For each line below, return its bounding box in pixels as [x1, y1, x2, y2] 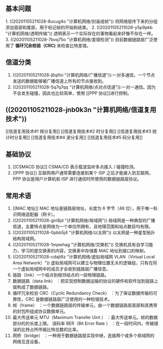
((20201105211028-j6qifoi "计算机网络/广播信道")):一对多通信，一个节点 [12, 72, 155, 78]
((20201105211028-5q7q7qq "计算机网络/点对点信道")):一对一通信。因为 [12, 84, 156, 90]
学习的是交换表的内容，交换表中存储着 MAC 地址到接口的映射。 [21, 248, 148, 254]
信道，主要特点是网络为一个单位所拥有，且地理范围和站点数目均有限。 [12, 223, 153, 229]
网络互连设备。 [12, 339, 43, 345]
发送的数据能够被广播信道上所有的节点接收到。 [12, 78, 106, 84]
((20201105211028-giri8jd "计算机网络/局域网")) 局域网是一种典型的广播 [12, 218, 156, 223]
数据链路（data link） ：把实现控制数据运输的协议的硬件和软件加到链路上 [12, 278, 159, 284]
